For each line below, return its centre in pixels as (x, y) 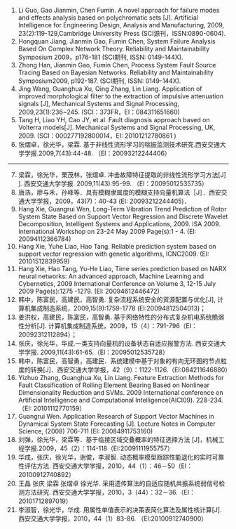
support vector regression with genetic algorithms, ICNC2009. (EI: (113, 254)
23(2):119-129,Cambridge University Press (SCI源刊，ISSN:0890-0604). (122, 33)
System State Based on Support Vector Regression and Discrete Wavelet (123, 216)
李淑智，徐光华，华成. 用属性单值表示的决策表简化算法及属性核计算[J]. (120, 510)
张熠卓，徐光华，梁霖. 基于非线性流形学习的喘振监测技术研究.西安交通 (119, 144)
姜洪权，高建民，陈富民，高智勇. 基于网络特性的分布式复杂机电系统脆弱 (121, 317)
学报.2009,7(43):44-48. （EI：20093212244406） (97, 153)
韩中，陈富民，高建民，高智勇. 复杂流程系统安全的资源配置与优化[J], (117, 299)
